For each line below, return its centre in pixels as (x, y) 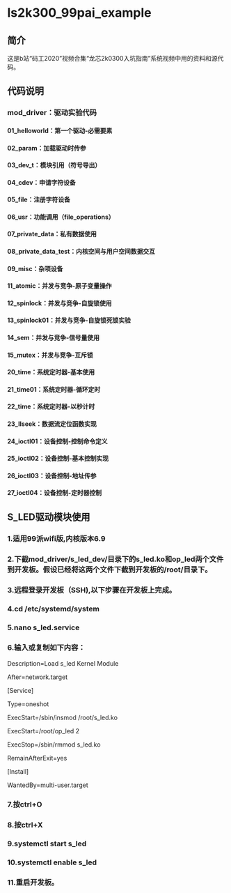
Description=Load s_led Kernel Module (63, 663)
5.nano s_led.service (43, 627)
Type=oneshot (28, 704)
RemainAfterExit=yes (37, 758)
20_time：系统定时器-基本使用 (51, 372)
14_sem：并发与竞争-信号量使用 (53, 338)
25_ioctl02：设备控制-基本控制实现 (58, 459)
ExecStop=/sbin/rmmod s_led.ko (54, 745)
